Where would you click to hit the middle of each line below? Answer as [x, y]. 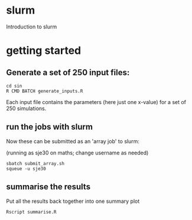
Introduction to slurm [32, 27]
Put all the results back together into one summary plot [73, 201]
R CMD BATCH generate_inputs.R [45, 91]
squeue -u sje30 [26, 169]
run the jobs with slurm [50, 127]
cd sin [14, 86]
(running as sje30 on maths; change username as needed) [77, 153]
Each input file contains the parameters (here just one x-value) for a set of [96, 102]
